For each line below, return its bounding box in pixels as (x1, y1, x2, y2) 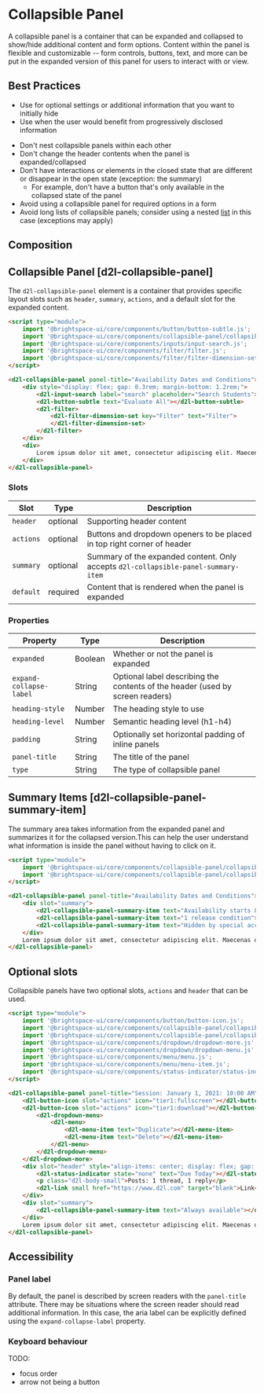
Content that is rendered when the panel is (86, 581, 244, 592)
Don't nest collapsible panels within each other (19, 140, 172, 150)
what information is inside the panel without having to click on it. (8, 841, 216, 850)
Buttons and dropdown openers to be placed (86, 528, 252, 539)
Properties (8, 614, 49, 625)
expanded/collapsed (19, 157, 86, 167)
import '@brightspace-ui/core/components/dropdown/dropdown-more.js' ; (22, 1039, 258, 1047)
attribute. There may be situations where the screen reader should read (8, 1300, 240, 1309)
